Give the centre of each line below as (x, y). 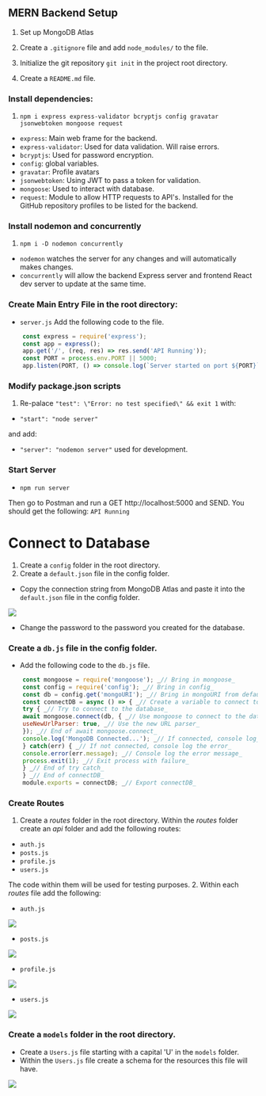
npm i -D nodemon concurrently (71, 244)
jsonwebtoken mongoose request (71, 124)
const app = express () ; (62, 344)
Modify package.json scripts (65, 386)
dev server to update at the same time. (83, 284)
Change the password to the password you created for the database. (132, 627)
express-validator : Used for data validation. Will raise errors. (120, 147)
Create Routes (36, 803)
